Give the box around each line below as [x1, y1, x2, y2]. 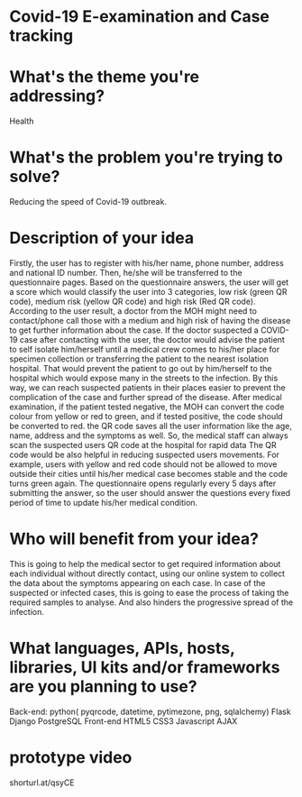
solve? [9, 167, 60, 187]
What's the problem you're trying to [9, 147, 284, 168]
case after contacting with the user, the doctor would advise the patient [19, 334, 286, 344]
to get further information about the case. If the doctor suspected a [9, 325, 259, 335]
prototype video [9, 747, 133, 768]
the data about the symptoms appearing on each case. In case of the [9, 577, 266, 588]
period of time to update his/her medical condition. [9, 498, 198, 508]
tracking [9, 25, 74, 46]
